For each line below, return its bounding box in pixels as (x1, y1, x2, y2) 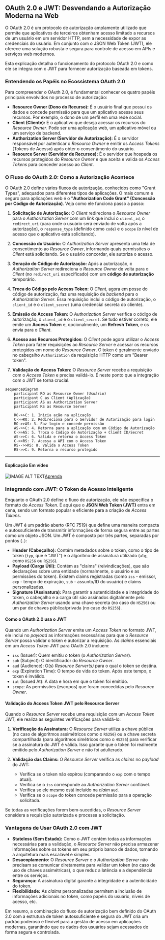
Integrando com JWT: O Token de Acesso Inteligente (5, 485, 134, 492)
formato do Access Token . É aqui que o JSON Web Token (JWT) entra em (5, 502, 156, 508)
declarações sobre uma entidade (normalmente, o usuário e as (12, 568, 139, 574)
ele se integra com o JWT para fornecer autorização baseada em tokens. (5, 66, 153, 71)
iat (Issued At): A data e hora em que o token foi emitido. (12, 678, 129, 684)
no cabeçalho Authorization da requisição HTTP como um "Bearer (12, 352, 148, 358)
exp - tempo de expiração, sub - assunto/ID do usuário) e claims (12, 578, 141, 584)
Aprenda (45, 473, 62, 479)
